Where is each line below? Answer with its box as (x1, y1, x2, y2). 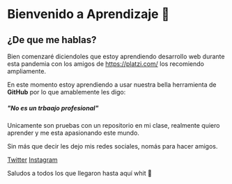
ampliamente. (7, 67, 47, 75)
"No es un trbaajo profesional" (7, 103, 99, 112)
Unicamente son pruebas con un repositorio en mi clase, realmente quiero (7, 121, 220, 129)
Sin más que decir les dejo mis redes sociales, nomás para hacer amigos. (7, 142, 218, 150)
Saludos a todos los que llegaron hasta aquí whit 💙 (7, 169, 152, 177)
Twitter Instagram (7, 156, 58, 164)
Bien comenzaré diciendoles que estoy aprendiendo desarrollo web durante (7, 52, 225, 60)
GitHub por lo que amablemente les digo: (7, 88, 126, 96)
